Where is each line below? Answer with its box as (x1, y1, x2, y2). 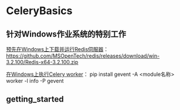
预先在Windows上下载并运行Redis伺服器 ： (6, 46, 109, 52)
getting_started (6, 94, 64, 104)
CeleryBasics (6, 4, 73, 18)
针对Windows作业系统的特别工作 (6, 29, 126, 39)
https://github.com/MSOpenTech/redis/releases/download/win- (6, 52, 160, 59)
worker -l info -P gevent (6, 78, 64, 84)
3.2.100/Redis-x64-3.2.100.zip (6, 59, 79, 65)
